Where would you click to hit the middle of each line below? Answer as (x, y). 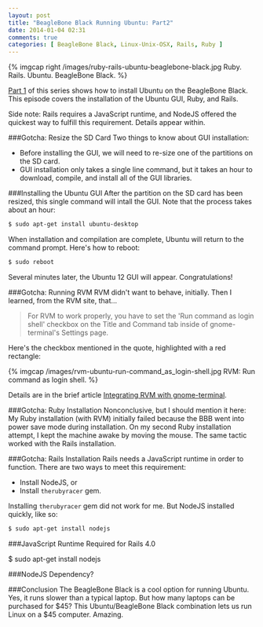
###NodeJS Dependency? (51, 574)
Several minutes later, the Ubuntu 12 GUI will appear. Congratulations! (121, 277)
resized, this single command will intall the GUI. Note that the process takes (130, 202)
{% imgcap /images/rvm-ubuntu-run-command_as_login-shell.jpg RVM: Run (131, 371)
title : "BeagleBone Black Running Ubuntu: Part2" (91, 23)
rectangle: (25, 356)
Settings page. (85, 332)
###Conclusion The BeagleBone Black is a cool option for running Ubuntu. (129, 589)
